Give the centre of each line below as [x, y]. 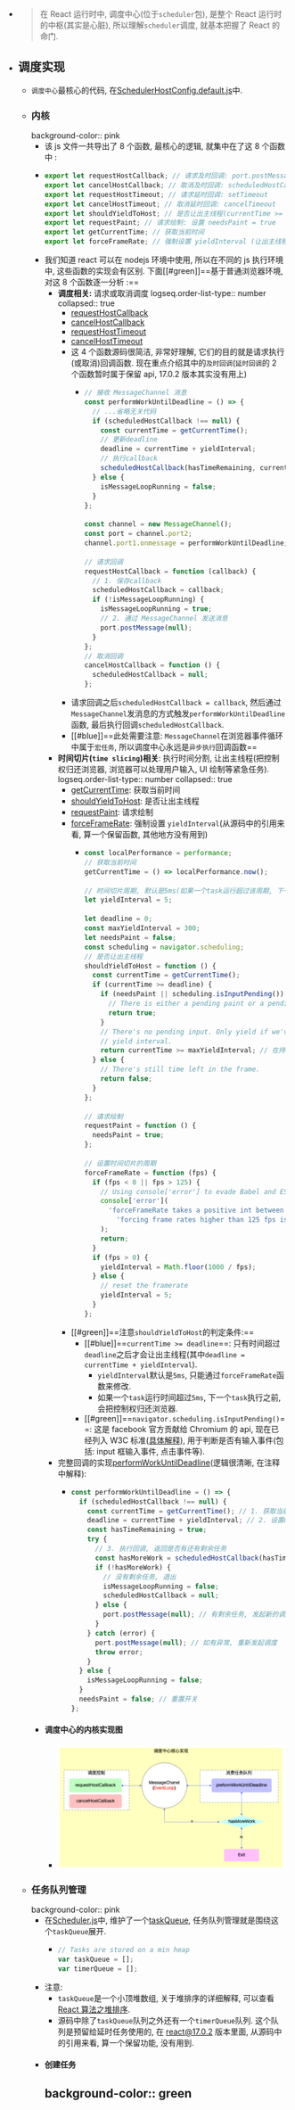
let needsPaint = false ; [130, 937]
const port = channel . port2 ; [139, 534]
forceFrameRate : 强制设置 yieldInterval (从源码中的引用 [174, 823]
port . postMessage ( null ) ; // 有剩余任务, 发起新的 [191, 1615]
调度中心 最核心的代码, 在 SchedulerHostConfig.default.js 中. [137, 90]
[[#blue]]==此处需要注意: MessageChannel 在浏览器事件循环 [177, 736]
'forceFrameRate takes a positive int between [196, 1211]
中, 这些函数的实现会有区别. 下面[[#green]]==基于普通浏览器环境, [164, 271]
